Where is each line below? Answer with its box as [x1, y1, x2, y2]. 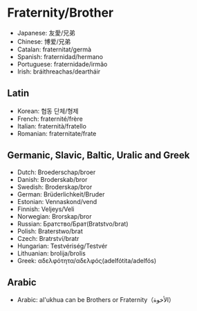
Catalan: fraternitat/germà [17, 45, 92, 53]
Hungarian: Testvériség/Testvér [17, 242, 108, 250]
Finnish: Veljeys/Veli [17, 205, 75, 213]
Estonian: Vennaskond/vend [17, 197, 97, 205]
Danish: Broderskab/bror [17, 175, 88, 183]
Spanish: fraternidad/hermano [17, 52, 104, 60]
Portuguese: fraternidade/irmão [17, 60, 108, 68]
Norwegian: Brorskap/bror [17, 212, 92, 220]
